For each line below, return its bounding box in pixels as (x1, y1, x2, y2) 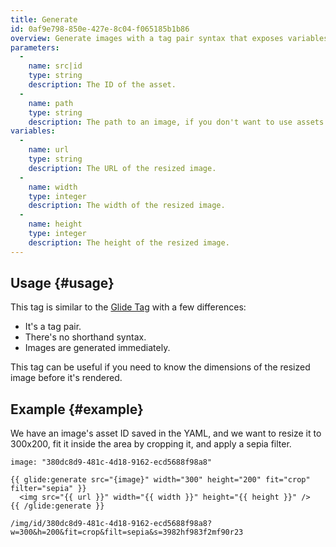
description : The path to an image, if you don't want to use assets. (28, 117, 329, 127)
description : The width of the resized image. (28, 201, 226, 211)
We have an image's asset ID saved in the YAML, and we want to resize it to (10, 427, 322, 440)
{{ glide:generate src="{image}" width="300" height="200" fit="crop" (10, 475, 311, 485)
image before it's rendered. (10, 372, 123, 384)
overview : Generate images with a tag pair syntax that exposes (10, 33, 284, 43)
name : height (28, 219, 83, 230)
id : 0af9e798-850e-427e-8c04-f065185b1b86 (10, 24, 190, 34)
